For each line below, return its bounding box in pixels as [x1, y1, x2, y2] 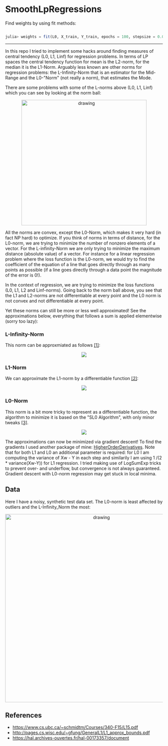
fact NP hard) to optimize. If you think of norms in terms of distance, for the [5, 234, 160, 240]
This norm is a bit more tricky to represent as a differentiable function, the [5, 409, 157, 415]
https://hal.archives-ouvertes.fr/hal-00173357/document [12, 735, 129, 741]
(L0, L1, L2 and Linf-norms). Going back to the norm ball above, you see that [5, 287, 162, 293]
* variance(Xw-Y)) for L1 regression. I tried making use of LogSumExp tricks [5, 460, 161, 466]
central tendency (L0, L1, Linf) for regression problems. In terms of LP [5, 53, 148, 59]
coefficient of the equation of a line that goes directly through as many [5, 261, 150, 267]
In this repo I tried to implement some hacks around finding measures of [5, 48, 154, 54]
